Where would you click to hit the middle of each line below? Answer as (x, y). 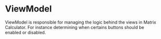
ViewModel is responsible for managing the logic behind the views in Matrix (81, 22)
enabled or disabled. (25, 32)
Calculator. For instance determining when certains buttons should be (75, 27)
